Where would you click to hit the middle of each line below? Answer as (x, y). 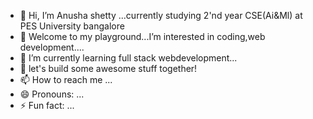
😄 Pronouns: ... (52, 94)
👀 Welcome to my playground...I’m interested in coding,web (142, 36)
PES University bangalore (72, 26)
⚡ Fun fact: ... (47, 105)
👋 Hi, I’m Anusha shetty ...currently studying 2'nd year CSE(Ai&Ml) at (161, 15)
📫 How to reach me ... (66, 79)
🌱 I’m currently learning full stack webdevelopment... (128, 58)
